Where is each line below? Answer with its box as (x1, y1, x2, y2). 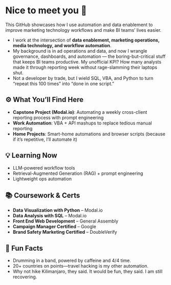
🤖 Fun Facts (5, 243, 44, 253)
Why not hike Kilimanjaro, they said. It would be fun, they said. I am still (12, 269, 163, 275)
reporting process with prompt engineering (12, 114, 104, 120)
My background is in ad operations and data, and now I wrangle (12, 48, 147, 54)
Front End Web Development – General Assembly (12, 218, 119, 225)
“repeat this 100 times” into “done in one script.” (12, 80, 114, 87)
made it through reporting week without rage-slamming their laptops (12, 64, 158, 70)
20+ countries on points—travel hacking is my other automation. (12, 263, 148, 269)
